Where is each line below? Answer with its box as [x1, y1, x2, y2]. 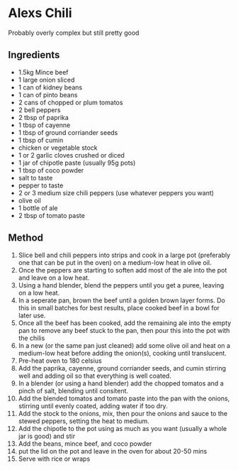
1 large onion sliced [18, 75, 75, 84]
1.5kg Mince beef [18, 67, 69, 76]
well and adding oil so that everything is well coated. [18, 371, 172, 380]
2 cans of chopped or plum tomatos [18, 98, 123, 106]
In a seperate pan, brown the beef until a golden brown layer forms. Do [18, 296, 225, 305]
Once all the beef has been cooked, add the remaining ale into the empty [18, 318, 232, 327]
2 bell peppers [18, 105, 61, 114]
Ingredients [8, 49, 60, 61]
